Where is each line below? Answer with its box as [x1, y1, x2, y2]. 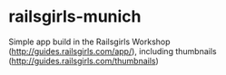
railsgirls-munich [8, 6, 142, 27]
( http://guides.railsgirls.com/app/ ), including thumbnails [8, 45, 217, 56]
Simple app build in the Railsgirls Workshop [8, 36, 171, 47]
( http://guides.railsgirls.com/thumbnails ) [8, 55, 160, 66]
